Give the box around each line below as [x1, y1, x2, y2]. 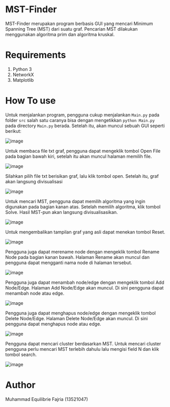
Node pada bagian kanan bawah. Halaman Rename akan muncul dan [5, 254, 150, 260]
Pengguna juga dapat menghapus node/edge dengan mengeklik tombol [5, 310, 156, 316]
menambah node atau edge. [5, 290, 65, 296]
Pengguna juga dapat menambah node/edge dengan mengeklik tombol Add [5, 279, 164, 285]
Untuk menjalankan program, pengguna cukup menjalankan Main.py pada [5, 111, 159, 118]
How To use [5, 95, 56, 107]
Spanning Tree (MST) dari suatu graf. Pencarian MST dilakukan [5, 26, 138, 32]
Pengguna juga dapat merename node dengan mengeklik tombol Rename [5, 249, 159, 255]
